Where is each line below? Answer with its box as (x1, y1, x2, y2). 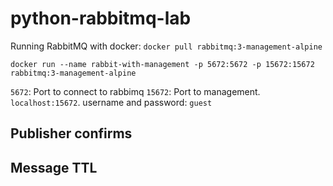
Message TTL (10, 159, 98, 176)
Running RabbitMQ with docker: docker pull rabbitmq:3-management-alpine (10, 40, 323, 52)
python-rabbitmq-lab (10, 7, 192, 30)
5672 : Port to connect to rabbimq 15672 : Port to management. (10, 85, 261, 97)
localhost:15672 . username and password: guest (10, 96, 213, 108)
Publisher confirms (10, 125, 133, 142)
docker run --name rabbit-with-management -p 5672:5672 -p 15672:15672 (10, 59, 315, 69)
